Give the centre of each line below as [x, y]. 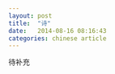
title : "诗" [30, 23]
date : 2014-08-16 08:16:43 [57, 31]
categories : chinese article [57, 38]
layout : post [30, 16]
